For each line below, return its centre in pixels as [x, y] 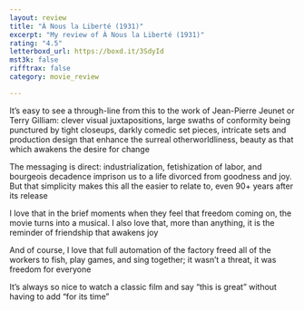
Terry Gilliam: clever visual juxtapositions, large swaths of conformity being [150, 120]
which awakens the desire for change [79, 149]
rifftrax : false [40, 69]
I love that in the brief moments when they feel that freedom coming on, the [151, 213]
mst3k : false [34, 60]
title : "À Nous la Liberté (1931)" [77, 26]
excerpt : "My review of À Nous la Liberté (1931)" [107, 34]
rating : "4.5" [36, 43]
